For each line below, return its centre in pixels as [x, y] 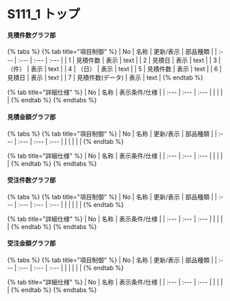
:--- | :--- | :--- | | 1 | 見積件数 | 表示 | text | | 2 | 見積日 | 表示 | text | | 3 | [119, 60]
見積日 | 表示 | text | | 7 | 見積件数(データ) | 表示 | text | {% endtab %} [105, 77]
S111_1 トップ [44, 14]
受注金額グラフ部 [31, 244]
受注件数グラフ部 [31, 180]
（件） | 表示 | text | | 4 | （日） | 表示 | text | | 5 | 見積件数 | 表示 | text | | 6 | [115, 69]
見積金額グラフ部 [31, 117]
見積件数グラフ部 [31, 35]
